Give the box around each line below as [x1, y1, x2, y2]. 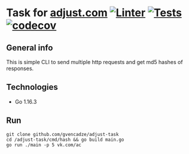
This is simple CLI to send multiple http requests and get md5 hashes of [6, 59, 184, 65]
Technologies [6, 82, 59, 92]
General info [6, 43, 53, 53]
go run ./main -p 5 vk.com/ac [6, 141, 82, 148]
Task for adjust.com [6, 6, 108, 20]
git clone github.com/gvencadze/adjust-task [6, 131, 119, 137]
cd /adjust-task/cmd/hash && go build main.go [6, 137, 124, 143]
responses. [6, 65, 34, 72]
